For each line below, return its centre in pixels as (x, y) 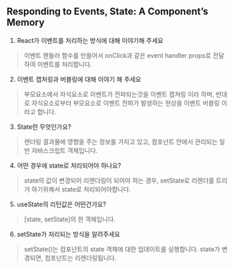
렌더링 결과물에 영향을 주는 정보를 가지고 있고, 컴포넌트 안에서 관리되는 (121, 142)
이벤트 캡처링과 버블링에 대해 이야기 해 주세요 (79, 79)
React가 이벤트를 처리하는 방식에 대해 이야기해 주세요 (90, 40)
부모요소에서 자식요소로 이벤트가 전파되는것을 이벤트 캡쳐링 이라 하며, (119, 94)
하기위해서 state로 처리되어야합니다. (81, 189)
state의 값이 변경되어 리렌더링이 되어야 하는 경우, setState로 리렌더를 (119, 180)
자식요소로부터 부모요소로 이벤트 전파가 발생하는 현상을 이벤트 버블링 (125, 103)
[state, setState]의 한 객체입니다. (69, 219)
